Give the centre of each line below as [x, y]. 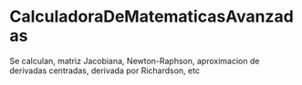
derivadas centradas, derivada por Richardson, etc [105, 71]
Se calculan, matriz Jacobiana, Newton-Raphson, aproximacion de [135, 61]
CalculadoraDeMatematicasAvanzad [151, 17]
